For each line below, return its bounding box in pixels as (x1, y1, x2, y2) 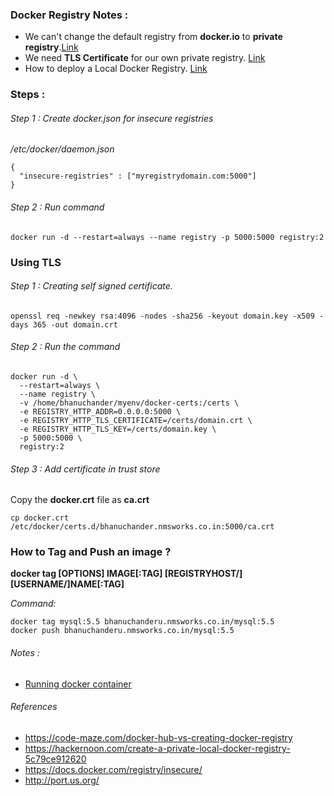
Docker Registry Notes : (10, 8, 129, 22)
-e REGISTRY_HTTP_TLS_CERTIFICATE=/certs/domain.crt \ (19, 415, 253, 425)
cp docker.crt (10, 513, 70, 523)
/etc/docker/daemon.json (10, 143, 115, 155)
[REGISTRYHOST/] (164, 568, 243, 580)
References (10, 701, 58, 713)
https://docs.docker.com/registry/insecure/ (24, 763, 203, 775)
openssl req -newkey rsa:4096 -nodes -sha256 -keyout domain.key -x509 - (10, 311, 325, 321)
